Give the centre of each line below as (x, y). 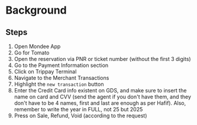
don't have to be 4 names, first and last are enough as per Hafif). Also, (100, 103)
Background (36, 10)
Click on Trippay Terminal (45, 71)
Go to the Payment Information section (61, 65)
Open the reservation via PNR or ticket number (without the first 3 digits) (102, 59)
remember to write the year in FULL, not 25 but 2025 (78, 109)
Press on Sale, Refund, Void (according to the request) (80, 116)
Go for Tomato (32, 53)
